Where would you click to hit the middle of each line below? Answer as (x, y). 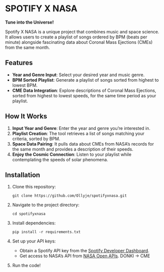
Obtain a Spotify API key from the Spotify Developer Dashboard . (84, 251)
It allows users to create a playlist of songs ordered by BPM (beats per (76, 37)
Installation (23, 175)
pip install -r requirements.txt (46, 232)
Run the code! (26, 266)
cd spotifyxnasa (29, 214)
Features (19, 63)
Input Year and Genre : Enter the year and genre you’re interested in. (81, 128)
